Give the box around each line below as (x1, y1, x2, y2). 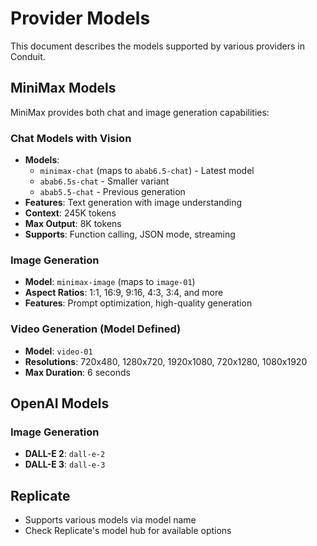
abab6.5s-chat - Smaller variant (39, 175, 170, 187)
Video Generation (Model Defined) (10, 322, 182, 336)
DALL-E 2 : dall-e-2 (24, 448, 106, 460)
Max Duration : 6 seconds (24, 366, 131, 378)
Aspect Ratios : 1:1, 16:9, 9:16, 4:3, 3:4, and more (24, 287, 224, 299)
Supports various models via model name (24, 514, 197, 526)
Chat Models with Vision (10, 131, 132, 145)
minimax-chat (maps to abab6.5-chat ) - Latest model (39, 165, 255, 177)
